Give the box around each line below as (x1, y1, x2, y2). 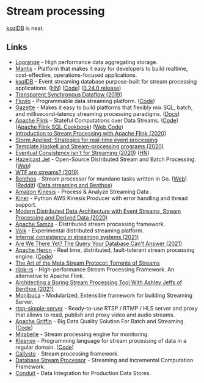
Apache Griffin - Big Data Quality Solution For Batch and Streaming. (15, 317, 185, 324)
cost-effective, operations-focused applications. (15, 71, 137, 79)
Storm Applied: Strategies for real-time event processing (15, 136, 158, 143)
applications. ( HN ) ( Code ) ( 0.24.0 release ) (15, 84, 122, 91)
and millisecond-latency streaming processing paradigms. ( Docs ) (15, 110, 180, 117)
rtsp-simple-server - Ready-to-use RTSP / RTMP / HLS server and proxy (15, 304, 199, 312)
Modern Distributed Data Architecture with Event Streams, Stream (15, 207, 181, 215)
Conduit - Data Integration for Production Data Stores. (15, 369, 151, 376)
